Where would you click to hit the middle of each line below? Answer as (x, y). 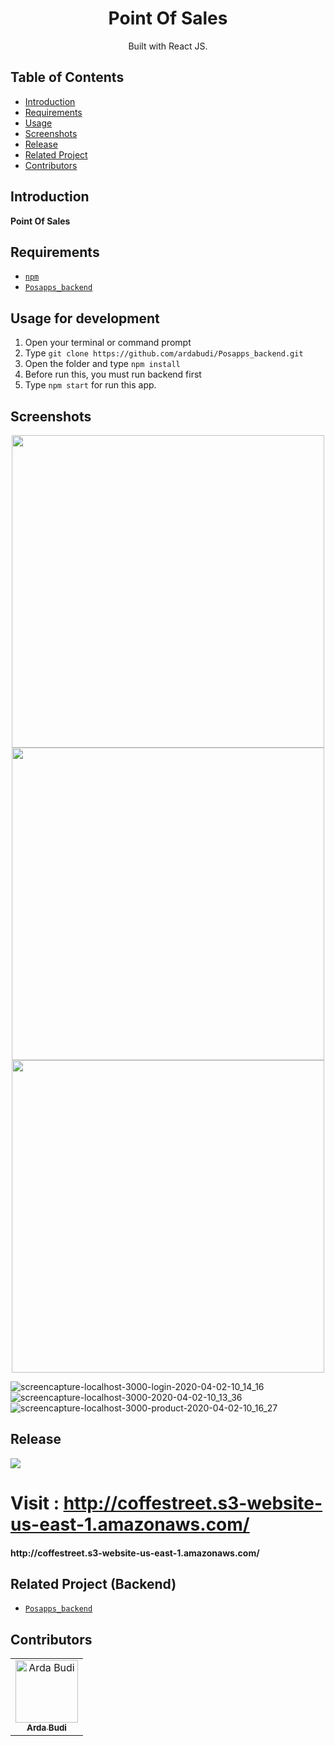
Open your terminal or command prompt (108, 343)
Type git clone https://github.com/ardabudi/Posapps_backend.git (164, 353)
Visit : (35, 1503)
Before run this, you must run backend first (113, 374)
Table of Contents (67, 77)
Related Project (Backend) (93, 1583)
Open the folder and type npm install (102, 364)
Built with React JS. (168, 46)
